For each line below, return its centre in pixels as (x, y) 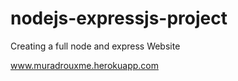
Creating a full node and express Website (95, 46)
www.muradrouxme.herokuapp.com (84, 65)
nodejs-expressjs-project (119, 18)
